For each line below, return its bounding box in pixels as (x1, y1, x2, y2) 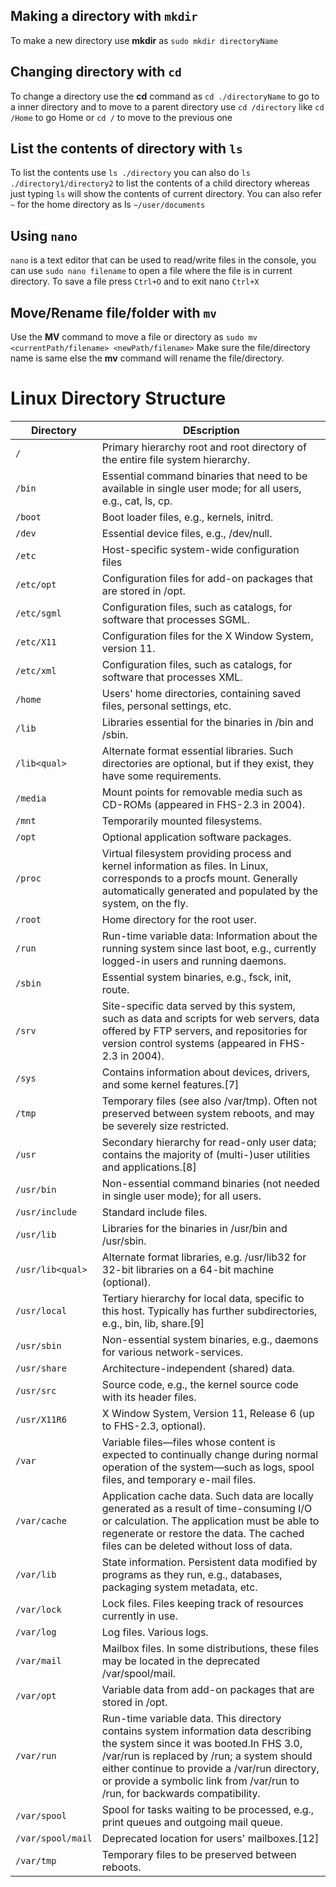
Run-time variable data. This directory (101, 1712, 282, 1725)
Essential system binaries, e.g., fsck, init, (101, 970, 292, 984)
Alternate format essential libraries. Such (101, 744, 294, 758)
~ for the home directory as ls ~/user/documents (10, 199, 206, 211)
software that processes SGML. (101, 613, 250, 626)
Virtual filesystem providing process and (101, 847, 292, 860)
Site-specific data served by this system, (101, 999, 296, 1013)
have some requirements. (101, 769, 222, 783)
